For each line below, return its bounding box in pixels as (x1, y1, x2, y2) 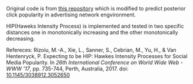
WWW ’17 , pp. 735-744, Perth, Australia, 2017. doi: (6, 65, 129, 72)
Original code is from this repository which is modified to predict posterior (6, 5, 186, 12)
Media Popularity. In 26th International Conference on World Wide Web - (6, 59, 183, 66)
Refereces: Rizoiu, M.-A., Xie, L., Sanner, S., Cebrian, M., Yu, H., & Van (6, 46, 176, 53)
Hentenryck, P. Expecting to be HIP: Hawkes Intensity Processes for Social (6, 53, 188, 59)
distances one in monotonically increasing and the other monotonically (6, 29, 178, 36)
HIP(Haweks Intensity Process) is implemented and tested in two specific (6, 23, 184, 29)
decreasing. (6, 35, 35, 42)
